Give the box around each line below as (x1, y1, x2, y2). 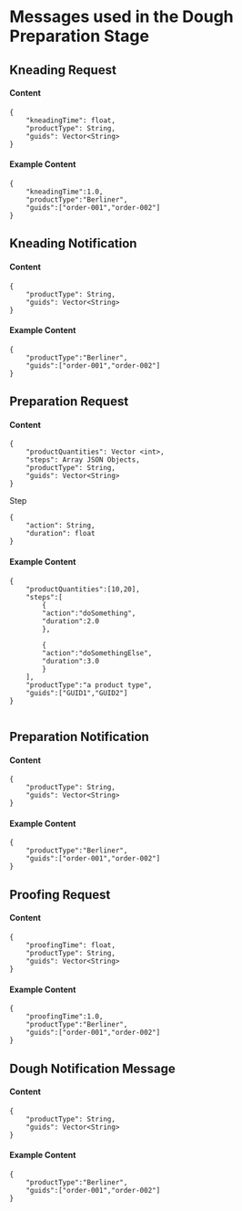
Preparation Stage (9, 26, 150, 47)
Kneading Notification (9, 235, 137, 252)
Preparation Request (9, 394, 129, 410)
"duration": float (25, 529, 96, 538)
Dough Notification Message (9, 1060, 176, 1076)
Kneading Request (9, 62, 116, 78)
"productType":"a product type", (25, 680, 153, 690)
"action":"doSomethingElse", (42, 648, 153, 658)
